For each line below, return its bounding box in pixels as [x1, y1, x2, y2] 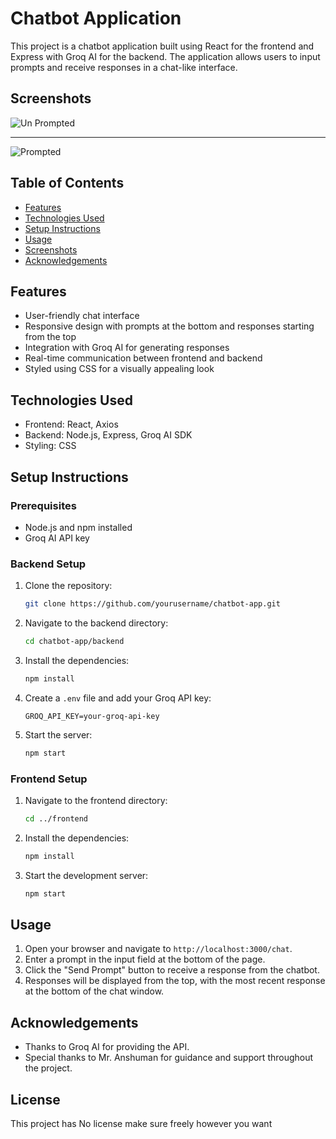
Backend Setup [10, 557, 87, 571]
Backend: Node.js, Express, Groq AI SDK [24, 429, 193, 441]
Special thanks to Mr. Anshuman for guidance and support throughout [24, 1052, 314, 1064]
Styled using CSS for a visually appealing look [24, 363, 215, 375]
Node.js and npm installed [24, 521, 133, 533]
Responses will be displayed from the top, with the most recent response [24, 975, 326, 987]
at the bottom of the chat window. [24, 985, 165, 997]
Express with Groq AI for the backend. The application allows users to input [10, 50, 321, 62]
